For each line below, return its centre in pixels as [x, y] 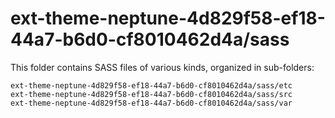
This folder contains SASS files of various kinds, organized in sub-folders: [162, 67]
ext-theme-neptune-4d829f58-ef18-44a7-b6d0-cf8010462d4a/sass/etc [151, 85]
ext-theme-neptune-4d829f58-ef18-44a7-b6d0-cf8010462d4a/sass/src [151, 94]
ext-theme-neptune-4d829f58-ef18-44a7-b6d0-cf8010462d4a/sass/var [151, 103]
